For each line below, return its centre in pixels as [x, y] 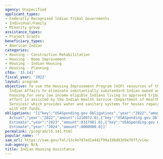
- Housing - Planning [27, 68]
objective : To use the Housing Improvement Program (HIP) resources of [79, 86]
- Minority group [23, 28]
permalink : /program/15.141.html [39, 131]
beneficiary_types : [25, 41]
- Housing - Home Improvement [36, 59]
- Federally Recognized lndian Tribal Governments [57, 18]
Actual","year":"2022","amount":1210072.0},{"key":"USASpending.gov [80, 118]
